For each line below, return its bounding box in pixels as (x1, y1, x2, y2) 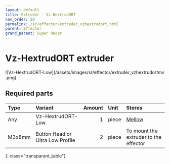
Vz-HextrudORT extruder (5, 52, 114, 64)
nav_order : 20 (5, 17, 35, 22)
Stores (126, 104, 143, 111)
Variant (35, 104, 54, 111)
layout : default (5, 7, 39, 13)
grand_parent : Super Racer (5, 31, 62, 36)
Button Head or (35, 130, 72, 137)
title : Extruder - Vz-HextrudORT (5, 12, 76, 17)
